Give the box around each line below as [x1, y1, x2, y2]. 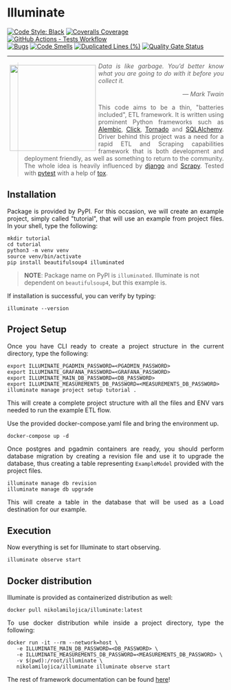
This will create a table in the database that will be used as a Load [7, 498, 224, 506]
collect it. [98, 76, 124, 85]
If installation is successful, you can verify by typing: [7, 291, 156, 300]
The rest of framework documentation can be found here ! [7, 676, 170, 684]
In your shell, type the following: [7, 221, 98, 230]
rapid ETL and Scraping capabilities [98, 140, 224, 148]
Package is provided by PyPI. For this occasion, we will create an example [7, 207, 224, 215]
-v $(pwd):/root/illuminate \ [16, 658, 103, 665]
